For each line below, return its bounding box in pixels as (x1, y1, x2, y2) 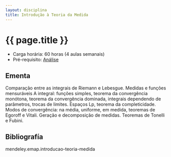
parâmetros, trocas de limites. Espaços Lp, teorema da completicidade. (5, 101, 156, 107)
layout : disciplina (5, 7, 47, 13)
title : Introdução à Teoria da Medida (5, 12, 88, 17)
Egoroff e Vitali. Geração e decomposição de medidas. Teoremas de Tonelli (5, 112, 165, 118)
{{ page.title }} (5, 34, 69, 46)
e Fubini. (5, 118, 24, 124)
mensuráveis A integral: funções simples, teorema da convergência (5, 91, 148, 97)
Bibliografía (5, 132, 44, 141)
